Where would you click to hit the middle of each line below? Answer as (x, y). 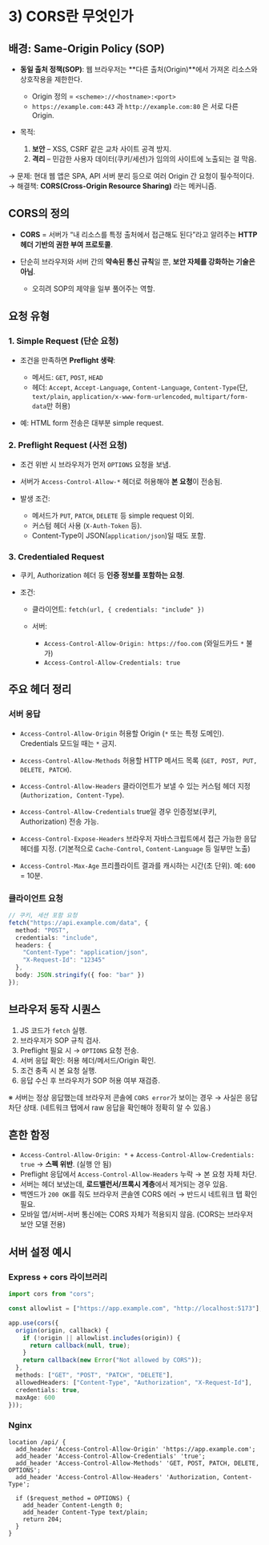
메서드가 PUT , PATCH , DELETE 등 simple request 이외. (113, 515)
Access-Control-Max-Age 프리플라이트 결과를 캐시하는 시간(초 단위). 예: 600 (138, 865)
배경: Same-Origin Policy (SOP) (87, 48)
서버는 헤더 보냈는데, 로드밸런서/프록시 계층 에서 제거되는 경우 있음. (124, 1184)
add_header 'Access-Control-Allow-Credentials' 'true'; (110, 1456)
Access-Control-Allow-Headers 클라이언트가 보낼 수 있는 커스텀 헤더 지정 (135, 785)
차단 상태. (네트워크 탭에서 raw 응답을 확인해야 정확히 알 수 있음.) (110, 1107)
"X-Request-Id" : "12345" (64, 960)
